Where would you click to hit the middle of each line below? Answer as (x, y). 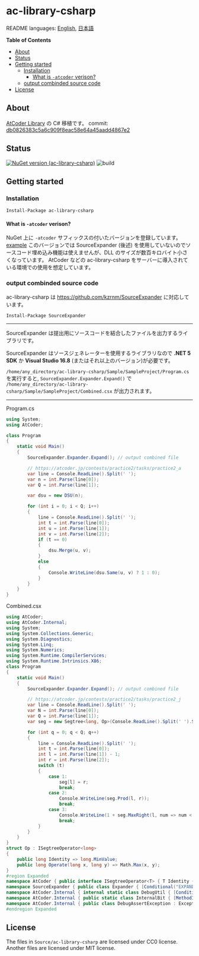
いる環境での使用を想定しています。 (50, 267)
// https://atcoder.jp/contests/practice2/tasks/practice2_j (105, 699)
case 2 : (58, 793)
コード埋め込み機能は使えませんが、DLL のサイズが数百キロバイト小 (99, 253)
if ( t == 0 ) (52, 539)
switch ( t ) (51, 765)
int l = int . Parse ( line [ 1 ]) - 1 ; (79, 755)
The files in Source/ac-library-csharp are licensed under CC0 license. (92, 942)
